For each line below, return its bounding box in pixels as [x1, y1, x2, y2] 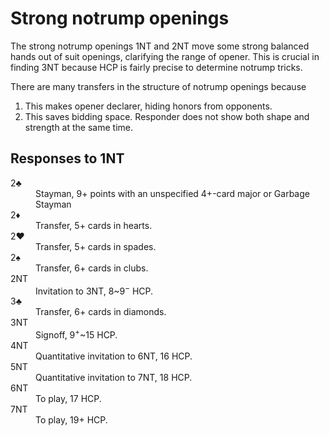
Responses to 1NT [10, 150, 125, 167]
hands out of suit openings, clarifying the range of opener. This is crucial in [10, 50, 320, 62]
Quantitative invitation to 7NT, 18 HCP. [35, 372, 193, 384]
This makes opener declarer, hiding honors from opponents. [24, 100, 273, 112]
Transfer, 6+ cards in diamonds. [35, 306, 167, 318]
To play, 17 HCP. [35, 393, 102, 405]
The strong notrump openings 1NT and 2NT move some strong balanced [10, 40, 310, 52]
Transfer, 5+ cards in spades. [35, 240, 157, 252]
